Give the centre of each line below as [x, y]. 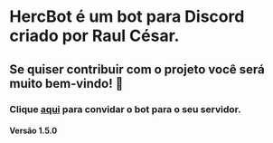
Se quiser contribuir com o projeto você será [137, 69]
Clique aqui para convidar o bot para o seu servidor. [125, 109]
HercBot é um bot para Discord [127, 17]
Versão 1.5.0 [33, 131]
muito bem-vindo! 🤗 [66, 83]
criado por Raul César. [94, 36]
